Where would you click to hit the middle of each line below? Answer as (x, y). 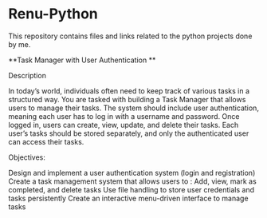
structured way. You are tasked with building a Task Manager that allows (127, 99)
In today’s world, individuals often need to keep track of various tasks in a (129, 91)
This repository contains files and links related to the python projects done (130, 36)
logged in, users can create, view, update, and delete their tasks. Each (124, 125)
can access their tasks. (46, 141)
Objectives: (27, 157)
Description (27, 75)
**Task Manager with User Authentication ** (82, 60)
